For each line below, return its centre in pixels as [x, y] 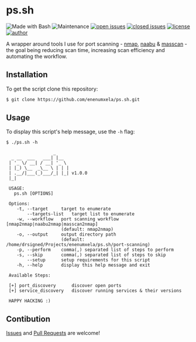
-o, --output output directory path [66, 234]
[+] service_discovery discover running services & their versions [95, 291]
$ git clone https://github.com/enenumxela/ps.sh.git [73, 99]
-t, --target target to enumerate [64, 209]
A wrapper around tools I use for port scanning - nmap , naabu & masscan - [97, 44]
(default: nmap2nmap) [87, 229]
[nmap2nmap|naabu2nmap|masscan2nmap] [52, 224]
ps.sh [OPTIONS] [34, 194]
